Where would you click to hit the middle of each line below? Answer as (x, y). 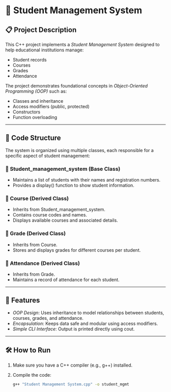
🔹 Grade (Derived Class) (36, 233)
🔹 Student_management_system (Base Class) (63, 169)
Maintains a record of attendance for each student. (66, 280)
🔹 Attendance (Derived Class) (43, 263)
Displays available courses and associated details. (65, 220)
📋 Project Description (41, 30)
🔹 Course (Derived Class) (37, 199)
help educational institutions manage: (45, 50)
